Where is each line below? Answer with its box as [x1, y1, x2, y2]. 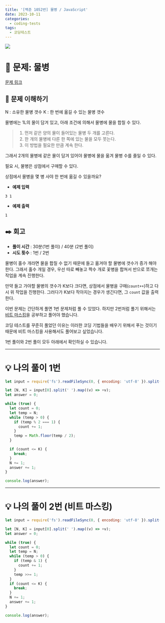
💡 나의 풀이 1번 [5, 362, 61, 374]
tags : [5, 26, 16, 30]
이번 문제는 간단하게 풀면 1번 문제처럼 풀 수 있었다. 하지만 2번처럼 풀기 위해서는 [5, 305, 156, 311]
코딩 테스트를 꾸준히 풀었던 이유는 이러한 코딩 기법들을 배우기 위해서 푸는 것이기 [5, 322, 157, 328]
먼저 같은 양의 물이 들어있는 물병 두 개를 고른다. [24, 130, 115, 136]
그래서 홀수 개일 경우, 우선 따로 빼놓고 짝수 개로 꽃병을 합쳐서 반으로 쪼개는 [15, 266, 158, 272]
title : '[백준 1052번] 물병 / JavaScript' [5, 7, 88, 12]
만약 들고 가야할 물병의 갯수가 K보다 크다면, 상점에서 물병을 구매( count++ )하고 [5, 283, 154, 289]
